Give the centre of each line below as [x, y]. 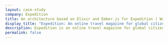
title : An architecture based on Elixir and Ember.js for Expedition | [81, 19]
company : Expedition [27, 14]
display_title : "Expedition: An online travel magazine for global [77, 23]
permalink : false [23, 33]
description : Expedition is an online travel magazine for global [76, 28]
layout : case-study [25, 10]
